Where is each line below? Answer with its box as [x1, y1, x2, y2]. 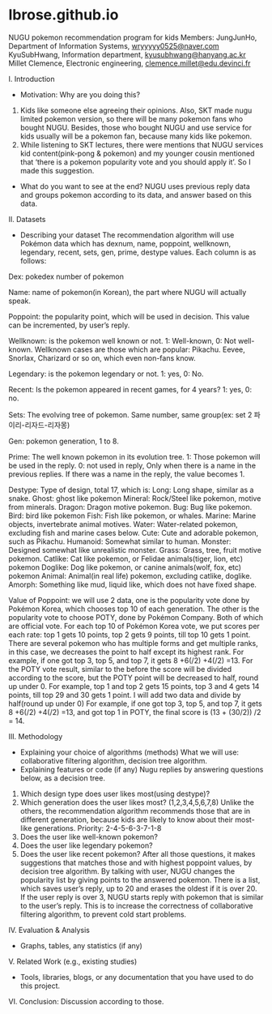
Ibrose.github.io [8, 6, 119, 24]
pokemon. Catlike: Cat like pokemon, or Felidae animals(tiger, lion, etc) [8, 554, 243, 563]
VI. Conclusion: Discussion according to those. [8, 996, 164, 1006]
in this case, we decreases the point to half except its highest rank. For [8, 647, 244, 657]
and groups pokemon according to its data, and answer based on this [19, 190, 253, 199]
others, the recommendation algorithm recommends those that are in [19, 806, 251, 815]
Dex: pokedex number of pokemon [8, 272, 124, 281]
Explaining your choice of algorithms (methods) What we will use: [19, 747, 240, 757]
